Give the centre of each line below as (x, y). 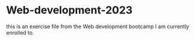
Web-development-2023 (69, 10)
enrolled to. (20, 32)
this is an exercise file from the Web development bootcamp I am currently (98, 26)
